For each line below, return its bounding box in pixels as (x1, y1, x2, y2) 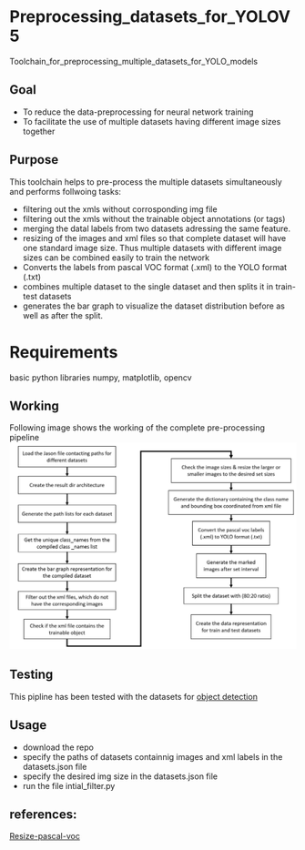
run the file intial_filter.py (22, 780, 116, 791)
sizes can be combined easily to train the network (22, 252, 210, 263)
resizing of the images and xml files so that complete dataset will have (22, 232, 287, 243)
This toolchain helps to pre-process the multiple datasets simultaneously (9, 176, 282, 187)
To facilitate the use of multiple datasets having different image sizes (22, 116, 281, 126)
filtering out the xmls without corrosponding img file (22, 203, 218, 215)
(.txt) (22, 271, 42, 282)
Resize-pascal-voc (9, 831, 80, 842)
